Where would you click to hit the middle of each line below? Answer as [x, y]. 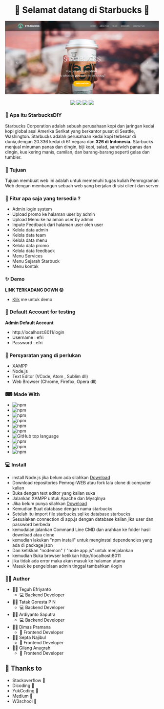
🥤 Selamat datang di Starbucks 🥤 [82, 10]
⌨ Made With [22, 394]
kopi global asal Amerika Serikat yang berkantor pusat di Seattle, [70, 131]
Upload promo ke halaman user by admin [53, 214]
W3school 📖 [24, 701]
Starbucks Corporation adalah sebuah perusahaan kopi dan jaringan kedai [80, 126]
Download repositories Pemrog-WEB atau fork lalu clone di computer [82, 482]
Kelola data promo [31, 246]
